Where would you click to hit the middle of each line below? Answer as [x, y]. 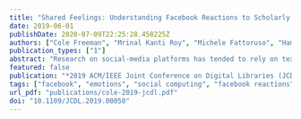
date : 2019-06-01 [42, 26]
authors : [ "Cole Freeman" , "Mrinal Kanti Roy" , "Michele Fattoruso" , [142, 42]
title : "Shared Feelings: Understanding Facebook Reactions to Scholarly [150, 17]
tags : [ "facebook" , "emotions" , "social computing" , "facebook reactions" [152, 84]
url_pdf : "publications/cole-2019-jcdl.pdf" [94, 92]
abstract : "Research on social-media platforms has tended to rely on [144, 59]
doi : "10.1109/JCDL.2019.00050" [69, 101]
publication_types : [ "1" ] [57, 51]
